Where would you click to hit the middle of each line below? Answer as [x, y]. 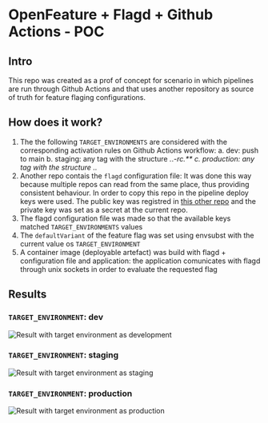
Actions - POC [56, 32]
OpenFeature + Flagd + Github [111, 15]
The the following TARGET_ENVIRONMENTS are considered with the [124, 142]
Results [28, 295]
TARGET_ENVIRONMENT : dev [56, 317]
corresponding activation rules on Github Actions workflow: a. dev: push [139, 150]
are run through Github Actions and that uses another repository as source [131, 89]
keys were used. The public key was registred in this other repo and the [138, 201]
